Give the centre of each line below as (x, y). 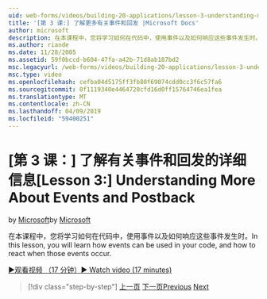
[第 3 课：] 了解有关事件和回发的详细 (128, 161)
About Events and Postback (102, 198)
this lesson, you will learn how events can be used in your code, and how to (132, 245)
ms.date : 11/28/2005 (43, 52)
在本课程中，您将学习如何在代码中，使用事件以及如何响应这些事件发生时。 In (133, 236)
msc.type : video (35, 75)
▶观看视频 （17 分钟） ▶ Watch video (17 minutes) (90, 270)
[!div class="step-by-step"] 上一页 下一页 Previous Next (118, 286)
